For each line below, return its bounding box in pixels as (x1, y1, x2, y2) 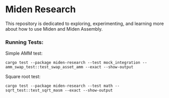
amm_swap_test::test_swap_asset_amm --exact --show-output (5, 65, 134, 70)
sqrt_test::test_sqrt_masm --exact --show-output (5, 88, 113, 93)
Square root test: (5, 73, 41, 80)
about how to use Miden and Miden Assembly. (5, 26, 103, 32)
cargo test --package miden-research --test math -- (5, 83, 120, 89)
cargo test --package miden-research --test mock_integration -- (5, 60, 147, 65)
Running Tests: (5, 38, 44, 45)
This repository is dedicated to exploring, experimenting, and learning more (5, 20, 164, 27)
